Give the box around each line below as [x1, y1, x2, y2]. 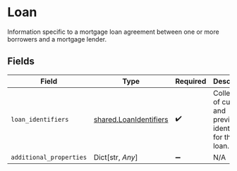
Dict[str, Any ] [93, 152, 138, 162]
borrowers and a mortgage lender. [7, 34, 107, 43]
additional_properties [11, 153, 87, 161]
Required [175, 76, 207, 86]
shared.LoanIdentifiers [93, 114, 169, 124]
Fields [7, 56, 35, 68]
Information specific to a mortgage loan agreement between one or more [7, 27, 220, 36]
